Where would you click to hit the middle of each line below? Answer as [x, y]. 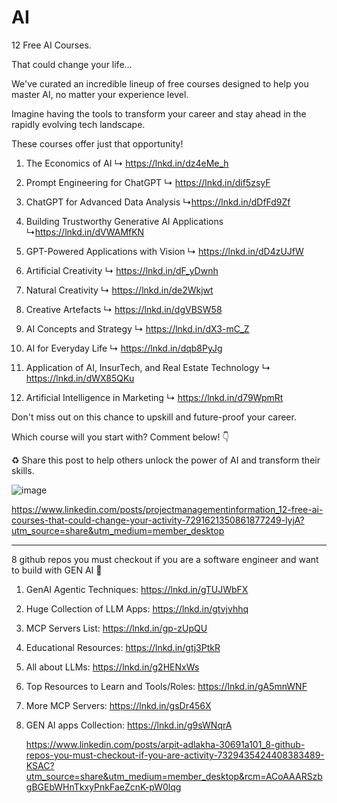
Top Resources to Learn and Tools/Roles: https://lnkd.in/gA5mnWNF [166, 686]
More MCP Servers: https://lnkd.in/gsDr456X [118, 705]
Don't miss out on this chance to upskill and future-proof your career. [154, 417]
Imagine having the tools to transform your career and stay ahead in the [159, 113]
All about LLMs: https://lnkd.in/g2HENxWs [112, 667]
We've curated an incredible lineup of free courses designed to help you [160, 83]
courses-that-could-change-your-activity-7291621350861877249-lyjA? [158, 520]
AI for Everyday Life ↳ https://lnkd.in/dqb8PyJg [124, 348]
